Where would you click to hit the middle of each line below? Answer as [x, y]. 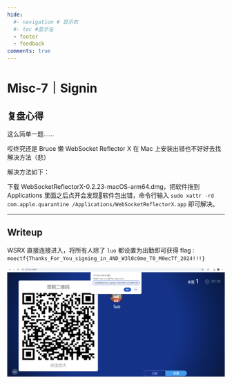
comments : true [29, 51]
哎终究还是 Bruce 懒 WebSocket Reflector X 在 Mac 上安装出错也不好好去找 [114, 148]
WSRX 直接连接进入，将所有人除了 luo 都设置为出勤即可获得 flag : [101, 250]
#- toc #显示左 [33, 29]
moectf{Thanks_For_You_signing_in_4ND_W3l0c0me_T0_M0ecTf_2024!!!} [106, 258]
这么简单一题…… [31, 134]
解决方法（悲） [28, 157]
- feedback [29, 44]
